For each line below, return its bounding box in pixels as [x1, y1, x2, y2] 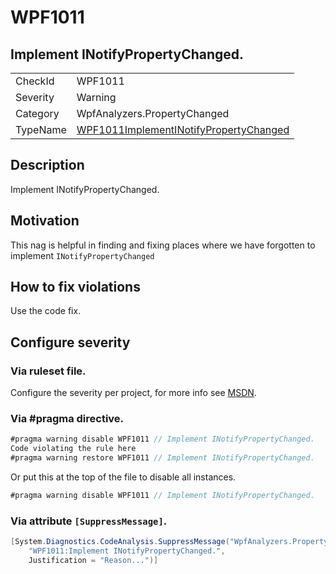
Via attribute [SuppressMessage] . [10, 514, 168, 528]
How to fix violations [10, 279, 141, 296]
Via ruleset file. [10, 364, 87, 378]
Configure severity [10, 334, 131, 351]
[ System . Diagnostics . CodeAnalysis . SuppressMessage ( [10, 537, 230, 547]
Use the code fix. [10, 305, 82, 317]
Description [10, 157, 85, 174]
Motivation [10, 212, 80, 230]
